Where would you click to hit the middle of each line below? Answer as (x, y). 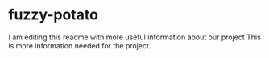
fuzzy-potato (54, 15)
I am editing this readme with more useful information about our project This (135, 37)
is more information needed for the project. (80, 45)
